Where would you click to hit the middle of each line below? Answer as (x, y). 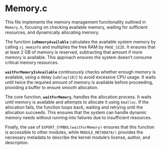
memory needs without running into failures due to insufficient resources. (78, 117)
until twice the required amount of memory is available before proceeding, (79, 82)
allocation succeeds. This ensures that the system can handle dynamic (76, 112)
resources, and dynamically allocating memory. (52, 32)
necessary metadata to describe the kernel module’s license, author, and (78, 137)
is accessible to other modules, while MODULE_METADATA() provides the (74, 132)
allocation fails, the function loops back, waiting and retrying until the (74, 107)
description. (17, 142)
